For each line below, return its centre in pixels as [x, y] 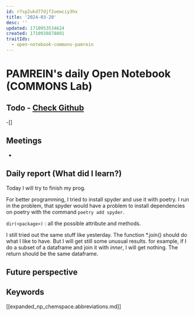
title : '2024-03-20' [32, 17]
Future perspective [42, 272]
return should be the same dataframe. [52, 253]
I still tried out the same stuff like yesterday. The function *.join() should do [97, 234]
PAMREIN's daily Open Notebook [89, 74]
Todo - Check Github [45, 108]
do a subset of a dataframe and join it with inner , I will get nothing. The [92, 247]
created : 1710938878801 [35, 34]
